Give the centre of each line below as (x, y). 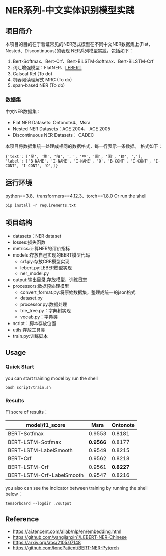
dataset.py (31, 298)
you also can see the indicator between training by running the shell (76, 488)
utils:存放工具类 (29, 330)
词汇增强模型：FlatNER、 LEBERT (47, 68)
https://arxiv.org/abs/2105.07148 (47, 542)
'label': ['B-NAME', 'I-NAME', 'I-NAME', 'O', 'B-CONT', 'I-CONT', (78, 161)
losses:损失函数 (29, 242)
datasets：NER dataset (37, 236)
